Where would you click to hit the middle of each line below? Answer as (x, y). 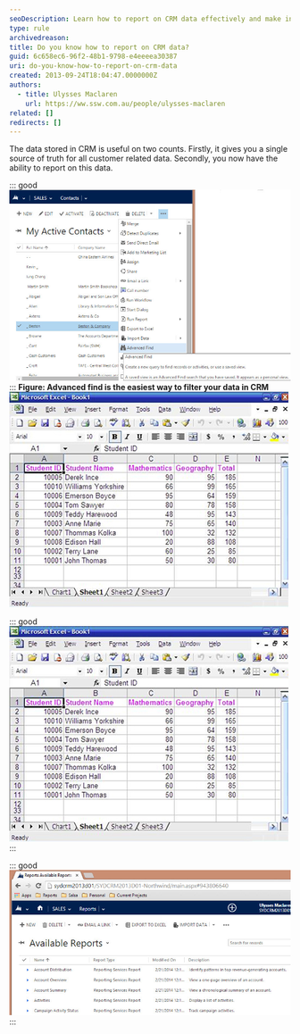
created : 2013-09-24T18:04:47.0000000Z (83, 76)
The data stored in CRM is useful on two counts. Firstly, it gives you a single (149, 149)
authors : (25, 85)
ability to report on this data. (61, 168)
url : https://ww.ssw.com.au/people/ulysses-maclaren (125, 104)
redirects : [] (36, 122)
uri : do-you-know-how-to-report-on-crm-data (93, 66)
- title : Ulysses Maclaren (67, 94)
